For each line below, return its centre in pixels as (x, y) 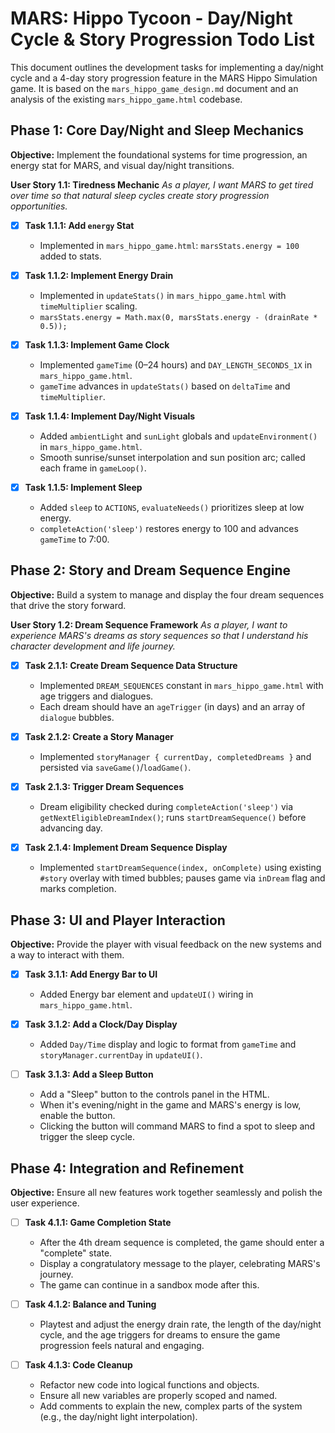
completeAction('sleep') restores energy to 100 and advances (169, 529)
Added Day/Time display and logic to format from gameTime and (168, 1044)
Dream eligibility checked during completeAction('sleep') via (166, 807)
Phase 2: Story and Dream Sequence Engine (151, 570)
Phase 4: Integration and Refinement (127, 1168)
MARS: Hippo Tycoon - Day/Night (151, 18)
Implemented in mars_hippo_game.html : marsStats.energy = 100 (169, 245)
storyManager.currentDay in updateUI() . (121, 1055)
